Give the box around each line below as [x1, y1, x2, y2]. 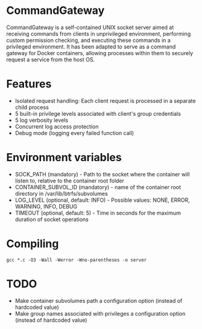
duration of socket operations [14, 216, 89, 223]
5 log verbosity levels [14, 116, 68, 124]
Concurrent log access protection [14, 122, 99, 130]
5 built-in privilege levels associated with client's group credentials [14, 110, 181, 117]
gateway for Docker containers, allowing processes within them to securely [6, 49, 194, 56]
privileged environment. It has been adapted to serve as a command [6, 43, 176, 50]
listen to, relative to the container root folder [14, 177, 125, 184]
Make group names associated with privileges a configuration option [14, 310, 186, 317]
